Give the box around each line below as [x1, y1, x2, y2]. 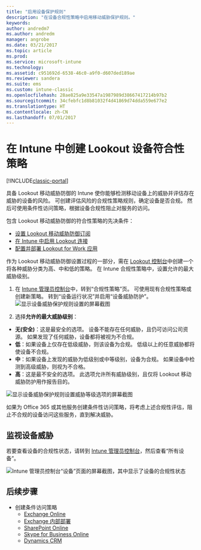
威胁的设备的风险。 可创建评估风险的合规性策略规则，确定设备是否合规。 [6, 197, 186, 204]
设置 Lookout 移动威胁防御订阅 [14, 230, 91, 237]
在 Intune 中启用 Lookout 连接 [14, 238, 89, 245]
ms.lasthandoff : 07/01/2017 [6, 114, 77, 120]
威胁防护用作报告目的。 [14, 378, 73, 385]
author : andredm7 [6, 25, 50, 32]
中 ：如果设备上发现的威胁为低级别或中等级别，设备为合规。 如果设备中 [14, 355, 190, 363]
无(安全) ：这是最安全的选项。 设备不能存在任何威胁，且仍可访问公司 [14, 326, 184, 333]
